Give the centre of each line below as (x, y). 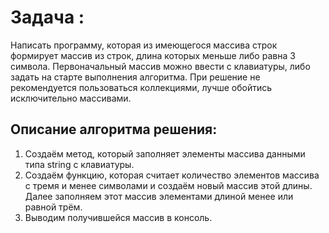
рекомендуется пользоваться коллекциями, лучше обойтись (141, 87)
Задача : (47, 17)
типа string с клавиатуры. (79, 164)
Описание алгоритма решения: (114, 129)
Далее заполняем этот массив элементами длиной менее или (159, 196)
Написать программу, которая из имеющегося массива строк (144, 45)
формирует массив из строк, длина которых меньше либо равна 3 (153, 55)
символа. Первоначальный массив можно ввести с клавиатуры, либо (160, 66)
